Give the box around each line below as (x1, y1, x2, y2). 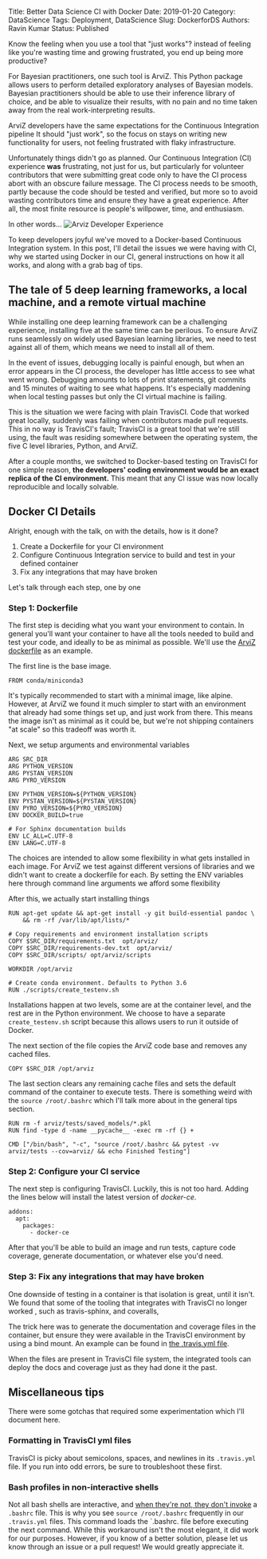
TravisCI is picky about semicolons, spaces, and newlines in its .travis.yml (8, 1453, 257, 1463)
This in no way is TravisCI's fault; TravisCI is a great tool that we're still (8, 424, 240, 434)
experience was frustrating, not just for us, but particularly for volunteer (8, 162, 245, 171)
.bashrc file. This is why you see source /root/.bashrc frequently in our (8, 1508, 245, 1518)
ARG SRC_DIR (8, 755, 48, 764)
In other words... (8, 219, 62, 229)
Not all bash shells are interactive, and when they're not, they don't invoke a (8, 1499, 257, 1509)
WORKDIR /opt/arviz (8, 964, 73, 973)
